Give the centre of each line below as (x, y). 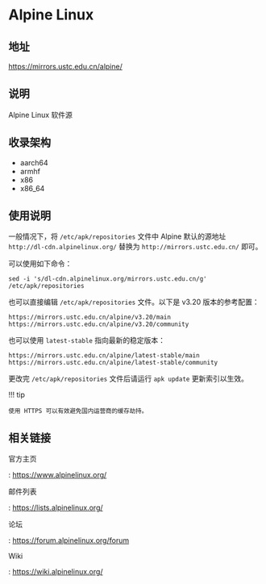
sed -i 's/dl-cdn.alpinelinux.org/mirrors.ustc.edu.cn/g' (108, 279)
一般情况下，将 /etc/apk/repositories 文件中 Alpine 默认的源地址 (117, 236)
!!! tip (17, 395)
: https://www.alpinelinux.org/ (58, 475)
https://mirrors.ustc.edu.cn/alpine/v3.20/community (99, 324)
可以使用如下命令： (40, 264)
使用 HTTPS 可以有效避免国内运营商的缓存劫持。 (78, 411)
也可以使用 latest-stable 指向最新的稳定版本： (87, 340)
